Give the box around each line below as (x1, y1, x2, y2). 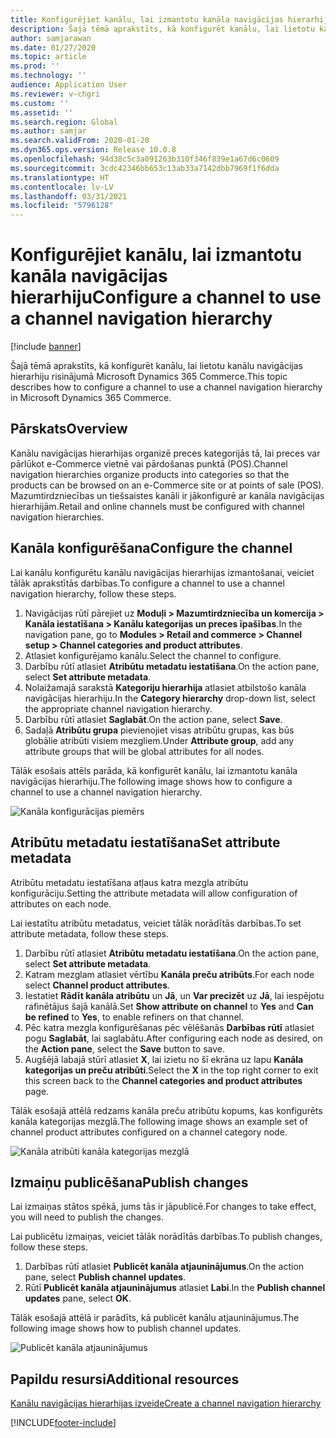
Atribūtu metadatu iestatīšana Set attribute (10, 834, 281, 851)
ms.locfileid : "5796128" (10, 201, 114, 211)
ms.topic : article (10, 52, 87, 62)
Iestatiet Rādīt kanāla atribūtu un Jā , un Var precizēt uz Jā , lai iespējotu (24, 989, 325, 1001)
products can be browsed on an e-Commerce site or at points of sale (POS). (10, 479, 325, 491)
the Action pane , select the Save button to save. (24, 1042, 225, 1055)
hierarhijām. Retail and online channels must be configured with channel (10, 500, 305, 512)
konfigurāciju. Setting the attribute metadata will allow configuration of (10, 887, 298, 899)
